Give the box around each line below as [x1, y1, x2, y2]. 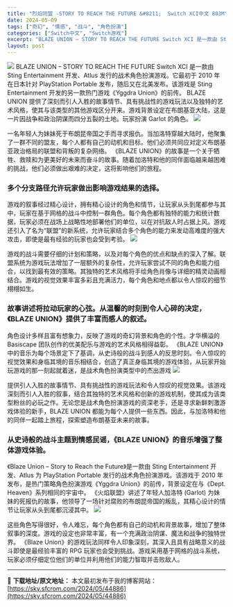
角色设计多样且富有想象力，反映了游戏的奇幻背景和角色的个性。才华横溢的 [7, 331, 220, 339]
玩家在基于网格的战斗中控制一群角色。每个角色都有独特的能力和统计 [19, 209, 214, 218]
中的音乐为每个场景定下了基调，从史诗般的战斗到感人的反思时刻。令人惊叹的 [7, 348, 226, 357]
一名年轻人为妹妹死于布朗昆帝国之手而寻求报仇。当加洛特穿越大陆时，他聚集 [7, 129, 226, 138]
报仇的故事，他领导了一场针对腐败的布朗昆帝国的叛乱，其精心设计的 [25, 496, 220, 505]
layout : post [7, 42, 45, 49]
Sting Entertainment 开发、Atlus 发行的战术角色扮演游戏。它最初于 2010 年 [7, 71, 221, 79]
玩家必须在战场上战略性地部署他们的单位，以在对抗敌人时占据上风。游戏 [19, 218, 226, 226]
